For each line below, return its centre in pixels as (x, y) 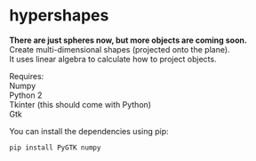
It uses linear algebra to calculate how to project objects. (113, 59)
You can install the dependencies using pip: (89, 131)
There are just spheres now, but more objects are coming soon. (128, 40)
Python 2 (26, 95)
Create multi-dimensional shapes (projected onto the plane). (120, 49)
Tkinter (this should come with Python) (80, 104)
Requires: (27, 76)
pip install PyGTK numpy (55, 148)
